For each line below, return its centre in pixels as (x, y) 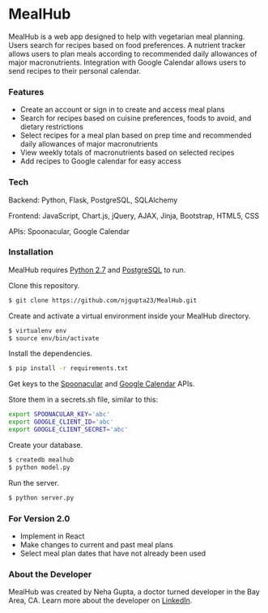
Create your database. (46, 445)
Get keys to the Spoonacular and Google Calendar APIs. (102, 384)
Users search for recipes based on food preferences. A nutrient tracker (127, 45)
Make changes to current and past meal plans (97, 544)
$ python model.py (39, 467)
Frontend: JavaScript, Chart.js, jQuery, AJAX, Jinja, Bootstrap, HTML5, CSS (134, 215)
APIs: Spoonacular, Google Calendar (69, 231)
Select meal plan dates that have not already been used (113, 553)
